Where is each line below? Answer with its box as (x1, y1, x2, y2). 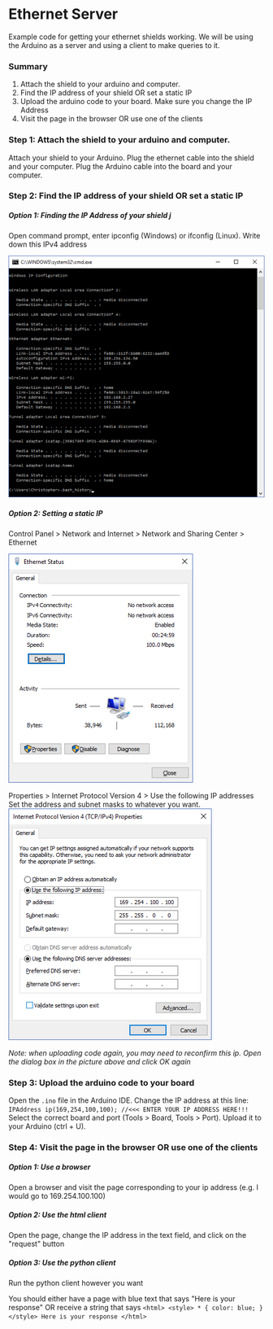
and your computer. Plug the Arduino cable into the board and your (8, 161, 233, 171)
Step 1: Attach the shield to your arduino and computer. (8, 134, 231, 146)
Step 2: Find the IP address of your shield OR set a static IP (8, 190, 244, 202)
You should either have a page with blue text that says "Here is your (8, 1294, 236, 1303)
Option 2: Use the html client (8, 1209, 107, 1219)
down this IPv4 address (8, 239, 88, 249)
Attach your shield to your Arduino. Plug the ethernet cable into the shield (8, 152, 254, 163)
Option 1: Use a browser (8, 1161, 91, 1172)
